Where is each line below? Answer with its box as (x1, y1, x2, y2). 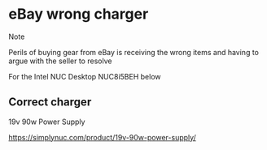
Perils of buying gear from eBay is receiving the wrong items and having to (8, 47, 259, 57)
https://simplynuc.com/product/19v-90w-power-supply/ (8, 132, 197, 142)
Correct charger (8, 95, 92, 109)
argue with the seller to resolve (8, 56, 112, 66)
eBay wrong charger (8, 5, 149, 24)
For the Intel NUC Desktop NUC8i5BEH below (8, 71, 161, 81)
